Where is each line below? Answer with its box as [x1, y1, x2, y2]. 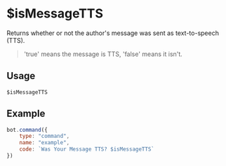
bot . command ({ [6, 126, 48, 133]
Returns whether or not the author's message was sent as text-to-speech [6, 29, 219, 37]
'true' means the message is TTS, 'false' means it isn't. [23, 50, 183, 58]
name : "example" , [19, 139, 70, 146]
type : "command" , [19, 132, 70, 140]
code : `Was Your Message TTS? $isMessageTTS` [19, 146, 155, 153]
